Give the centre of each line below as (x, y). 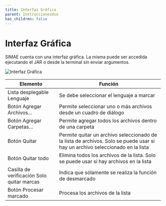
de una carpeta (77, 127)
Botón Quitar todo (28, 159)
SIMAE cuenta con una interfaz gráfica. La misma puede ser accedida (76, 57)
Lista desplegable (28, 92)
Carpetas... (20, 127)
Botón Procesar (25, 190)
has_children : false (26, 19)
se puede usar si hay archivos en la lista (105, 162)
